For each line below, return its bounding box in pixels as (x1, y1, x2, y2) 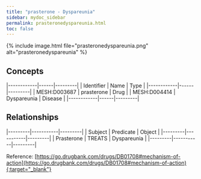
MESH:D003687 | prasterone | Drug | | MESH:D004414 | (36, 89, 176, 96)
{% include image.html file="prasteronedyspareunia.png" (6, 42, 149, 49)
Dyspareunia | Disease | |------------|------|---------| (6, 95, 140, 102)
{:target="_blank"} (6, 165, 52, 172)
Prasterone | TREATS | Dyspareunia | (55, 134, 147, 142)
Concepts (6, 66, 44, 76)
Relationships (6, 112, 59, 122)
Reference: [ (6, 152, 37, 160)
